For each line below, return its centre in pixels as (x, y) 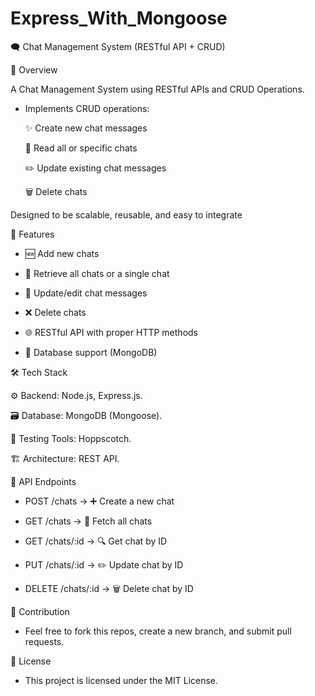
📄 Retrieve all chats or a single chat (97, 273)
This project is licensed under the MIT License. (121, 680)
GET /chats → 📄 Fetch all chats (88, 521)
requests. (44, 641)
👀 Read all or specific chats (81, 148)
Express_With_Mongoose (119, 18)
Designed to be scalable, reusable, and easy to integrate (126, 214)
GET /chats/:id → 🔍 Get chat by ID (96, 541)
